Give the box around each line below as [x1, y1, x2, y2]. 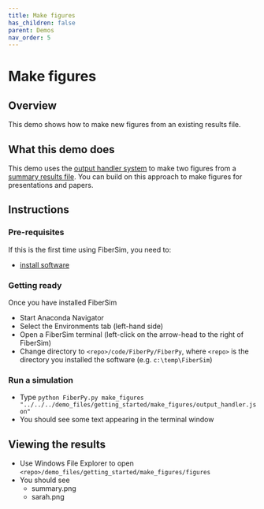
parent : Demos [8, 26, 55, 34]
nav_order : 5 [8, 33, 51, 42]
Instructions [8, 203, 69, 217]
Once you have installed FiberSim [8, 298, 117, 308]
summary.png [31, 484, 76, 493]
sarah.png [31, 492, 65, 502]
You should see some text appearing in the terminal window [19, 415, 214, 425]
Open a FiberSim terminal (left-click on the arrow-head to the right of [19, 330, 244, 339]
